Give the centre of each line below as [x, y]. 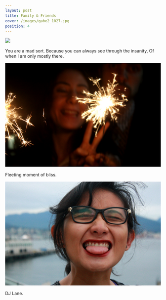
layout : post [19, 10]
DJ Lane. [14, 293]
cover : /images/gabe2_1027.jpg [37, 21]
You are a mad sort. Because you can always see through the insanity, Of [80, 51]
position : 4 [17, 26]
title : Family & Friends [31, 16]
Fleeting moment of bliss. [31, 174]
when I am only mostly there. [35, 56]
